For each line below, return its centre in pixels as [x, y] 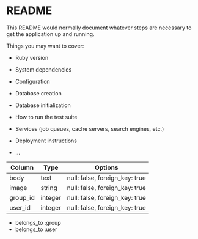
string [49, 188]
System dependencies [43, 69]
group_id [22, 197]
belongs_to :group [38, 222]
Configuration [32, 81]
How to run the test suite [46, 117]
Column [22, 167]
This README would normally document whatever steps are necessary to [99, 28]
